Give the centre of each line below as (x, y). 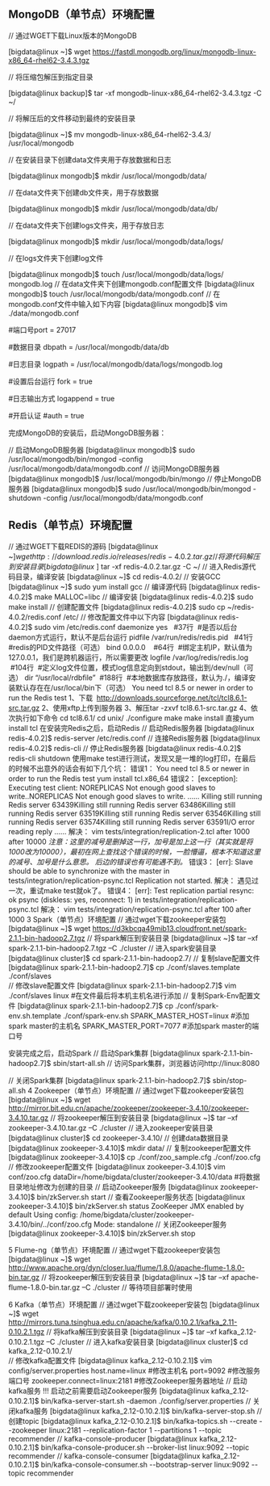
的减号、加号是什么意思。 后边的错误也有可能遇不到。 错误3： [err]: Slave (131, 862)
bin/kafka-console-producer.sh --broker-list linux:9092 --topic (145, 1447)
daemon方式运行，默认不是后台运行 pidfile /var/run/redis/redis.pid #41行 (131, 637)
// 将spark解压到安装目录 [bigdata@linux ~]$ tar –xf (173, 938)
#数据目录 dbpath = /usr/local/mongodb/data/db (89, 346)
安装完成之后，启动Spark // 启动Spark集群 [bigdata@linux (104, 1053)
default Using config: (43, 1215)
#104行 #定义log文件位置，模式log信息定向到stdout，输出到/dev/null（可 (132, 667)
